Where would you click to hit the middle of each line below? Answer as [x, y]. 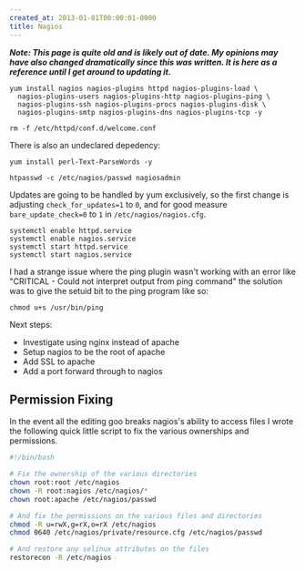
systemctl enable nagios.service [73, 239]
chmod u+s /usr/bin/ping [56, 307]
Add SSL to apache [59, 362]
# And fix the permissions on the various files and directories [136, 515]
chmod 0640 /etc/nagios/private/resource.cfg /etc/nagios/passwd [136, 533]
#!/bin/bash [32, 458]
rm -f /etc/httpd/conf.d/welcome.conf [83, 128]
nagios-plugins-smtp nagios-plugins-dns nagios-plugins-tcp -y [140, 112]
